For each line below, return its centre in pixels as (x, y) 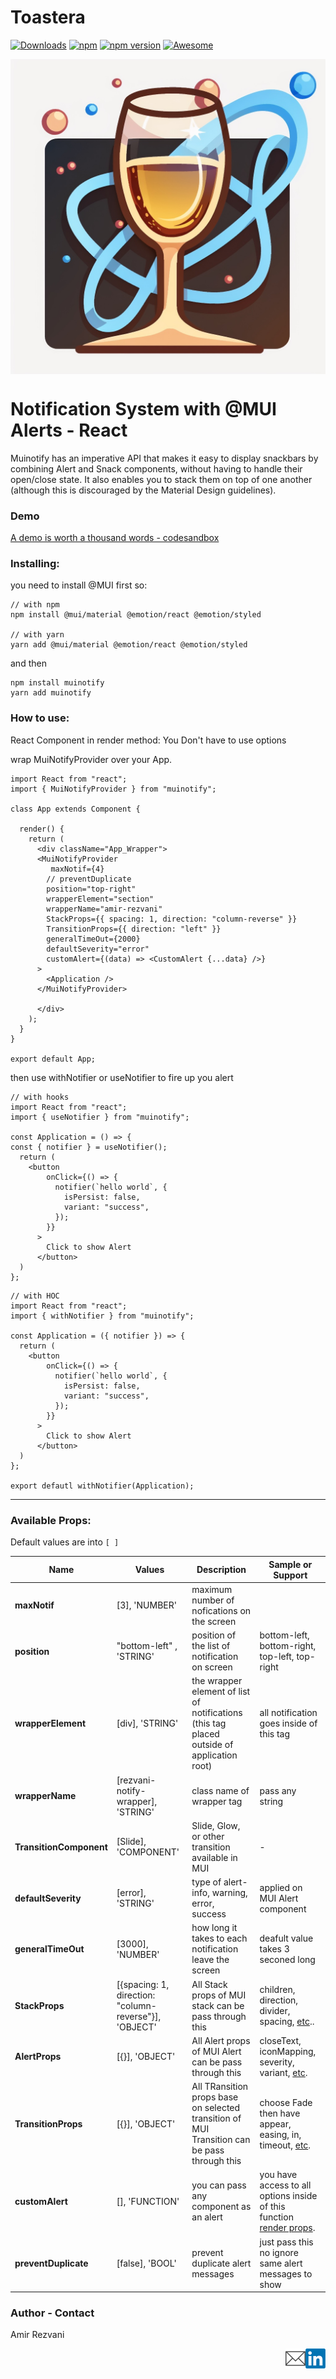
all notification (288, 1713)
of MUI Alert (216, 2051)
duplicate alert (221, 2263)
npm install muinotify (57, 683)
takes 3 (274, 1949)
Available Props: (51, 1520)
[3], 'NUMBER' (146, 1605)
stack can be (218, 2005)
